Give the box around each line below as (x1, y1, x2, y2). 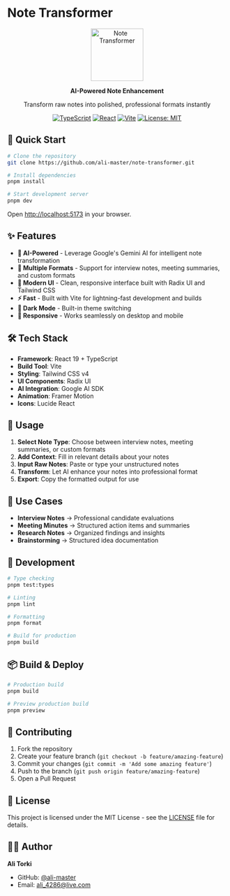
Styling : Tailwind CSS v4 (17, 369, 89, 378)
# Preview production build (7, 700, 89, 707)
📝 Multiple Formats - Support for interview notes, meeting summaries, (17, 264, 220, 272)
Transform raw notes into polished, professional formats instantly (23, 100, 211, 108)
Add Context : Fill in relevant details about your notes (17, 453, 169, 461)
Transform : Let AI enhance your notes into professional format (17, 467, 198, 476)
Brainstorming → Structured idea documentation (17, 536, 159, 545)
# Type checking (7, 575, 54, 582)
